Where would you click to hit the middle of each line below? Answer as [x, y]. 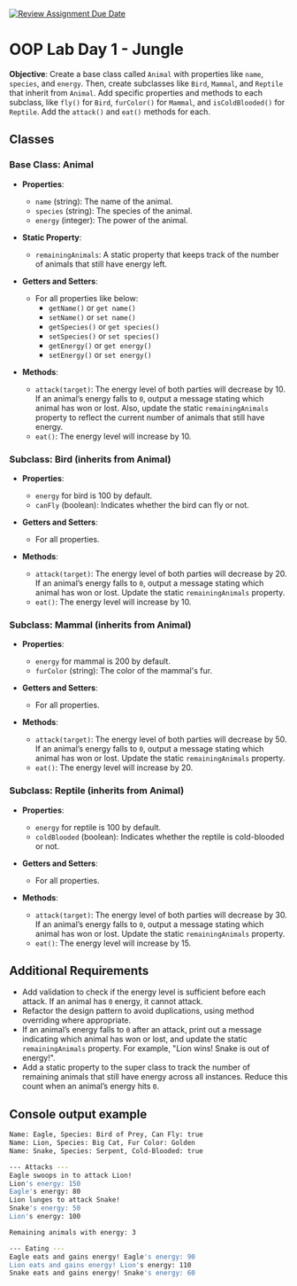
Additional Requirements [79, 970]
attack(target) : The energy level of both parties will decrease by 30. [161, 915]
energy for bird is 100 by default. [94, 495]
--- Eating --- [37, 1248]
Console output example [78, 1114]
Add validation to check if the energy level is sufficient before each [144, 992]
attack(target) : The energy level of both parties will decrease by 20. [161, 573]
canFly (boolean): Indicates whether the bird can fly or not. [142, 504]
